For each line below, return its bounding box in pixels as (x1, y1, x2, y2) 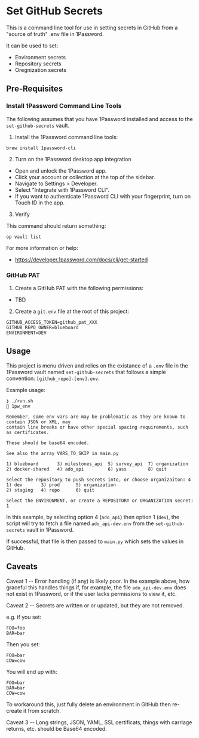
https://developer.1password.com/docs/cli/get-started (14, 256, 148, 263)
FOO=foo (6, 625, 26, 631)
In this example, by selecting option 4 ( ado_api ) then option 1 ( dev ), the (6, 513, 180, 520)
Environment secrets (14, 53, 66, 61)
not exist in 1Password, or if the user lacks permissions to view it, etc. (6, 590, 177, 597)
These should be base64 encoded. (6, 439, 90, 446)
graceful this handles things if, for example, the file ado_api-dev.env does (6, 583, 186, 591)
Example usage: (6, 386, 46, 393)
